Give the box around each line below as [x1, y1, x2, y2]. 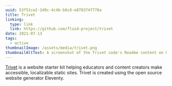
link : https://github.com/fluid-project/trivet [10, 26, 114, 32]
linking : [5, 17, 24, 22]
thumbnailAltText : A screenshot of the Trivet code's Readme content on [5, 50, 164, 55]
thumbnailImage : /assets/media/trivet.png [5, 45, 97, 50]
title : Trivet [5, 12, 36, 17]
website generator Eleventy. [5, 75, 64, 81]
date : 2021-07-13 [5, 31, 42, 36]
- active [10, 41, 29, 46]
